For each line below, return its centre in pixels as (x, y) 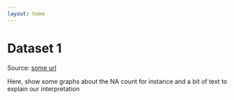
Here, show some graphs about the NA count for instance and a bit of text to (117, 81)
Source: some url (32, 68)
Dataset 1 (35, 48)
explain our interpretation (44, 89)
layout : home (26, 14)
